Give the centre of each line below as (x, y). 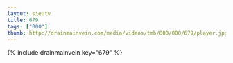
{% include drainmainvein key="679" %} (65, 53)
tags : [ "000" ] (28, 26)
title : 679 (23, 20)
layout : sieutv (29, 13)
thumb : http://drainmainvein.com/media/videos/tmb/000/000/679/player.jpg (118, 33)
